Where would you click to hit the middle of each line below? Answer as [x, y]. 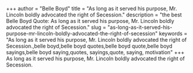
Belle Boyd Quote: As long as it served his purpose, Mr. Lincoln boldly [90, 21]
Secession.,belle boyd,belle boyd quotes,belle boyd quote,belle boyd [89, 46]
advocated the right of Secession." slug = [56, 27]
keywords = [173, 34]
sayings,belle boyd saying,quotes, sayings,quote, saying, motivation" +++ [95, 52]
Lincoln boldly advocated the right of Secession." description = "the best [94, 15]
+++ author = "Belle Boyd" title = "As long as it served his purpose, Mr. [92, 9]
